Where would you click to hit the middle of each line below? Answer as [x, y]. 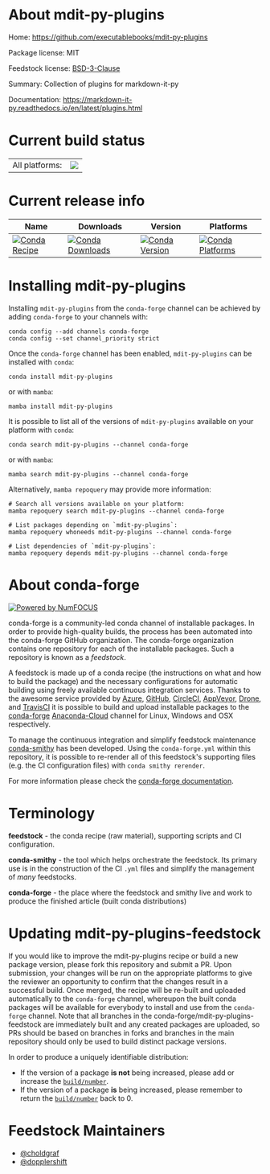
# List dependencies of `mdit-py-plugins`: [82, 546]
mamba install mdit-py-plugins [61, 406]
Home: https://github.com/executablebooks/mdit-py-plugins [108, 37]
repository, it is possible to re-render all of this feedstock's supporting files [132, 756]
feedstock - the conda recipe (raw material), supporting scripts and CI [125, 835]
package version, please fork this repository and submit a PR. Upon [120, 964]
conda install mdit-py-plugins [61, 377]
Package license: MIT [44, 52]
